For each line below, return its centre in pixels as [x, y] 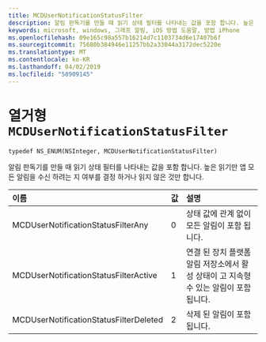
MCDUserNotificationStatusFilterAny [80, 224]
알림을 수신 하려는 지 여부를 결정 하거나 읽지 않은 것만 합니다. [110, 177]
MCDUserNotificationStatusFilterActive [85, 275]
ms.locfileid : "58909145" [51, 74]
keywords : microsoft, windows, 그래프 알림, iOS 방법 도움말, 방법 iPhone [124, 30]
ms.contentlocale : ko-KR [49, 60]
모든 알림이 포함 [214, 225]
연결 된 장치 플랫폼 [218, 252]
